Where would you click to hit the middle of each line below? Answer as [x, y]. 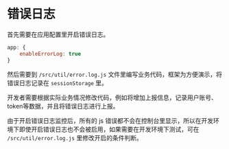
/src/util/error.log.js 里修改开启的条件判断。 [75, 137]
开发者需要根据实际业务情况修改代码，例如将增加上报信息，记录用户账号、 [112, 98]
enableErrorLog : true [50, 54]
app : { [16, 47]
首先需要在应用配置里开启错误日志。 [58, 34]
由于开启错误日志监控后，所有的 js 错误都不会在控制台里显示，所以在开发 [110, 120]
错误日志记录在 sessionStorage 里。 [58, 82]
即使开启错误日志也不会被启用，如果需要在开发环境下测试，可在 [109, 129]
